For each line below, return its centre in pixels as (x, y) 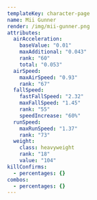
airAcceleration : (38, 39)
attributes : (24, 33)
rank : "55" (35, 109)
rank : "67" (35, 84)
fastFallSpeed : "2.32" (52, 97)
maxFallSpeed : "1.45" (50, 103)
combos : (18, 179)
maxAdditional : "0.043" (53, 52)
